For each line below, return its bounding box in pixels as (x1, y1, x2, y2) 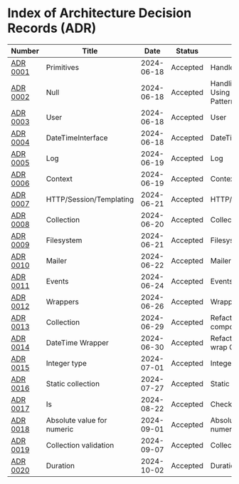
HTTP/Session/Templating (46, 194, 134, 204)
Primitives (46, 62, 80, 72)
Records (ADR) (7, 20, 97, 36)
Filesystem (46, 235, 83, 245)
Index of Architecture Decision (7, 5, 192, 21)
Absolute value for (46, 415, 107, 425)
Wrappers (46, 297, 80, 307)
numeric (46, 424, 74, 434)
